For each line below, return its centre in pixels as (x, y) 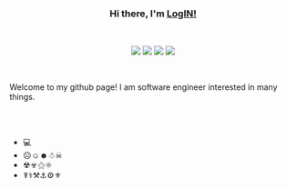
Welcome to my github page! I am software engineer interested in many (143, 87)
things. (22, 97)
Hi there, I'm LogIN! (153, 14)
